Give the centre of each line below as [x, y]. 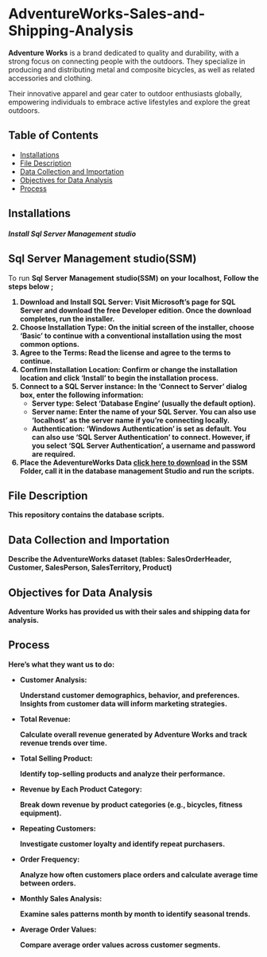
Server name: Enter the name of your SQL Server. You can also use [144, 411]
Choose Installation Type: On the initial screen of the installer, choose [137, 327]
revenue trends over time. [63, 743]
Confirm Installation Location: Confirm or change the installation [129, 369]
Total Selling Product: [56, 758]
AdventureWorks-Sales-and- [107, 14]
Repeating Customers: [58, 828]
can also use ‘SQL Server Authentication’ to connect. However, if [141, 437]
